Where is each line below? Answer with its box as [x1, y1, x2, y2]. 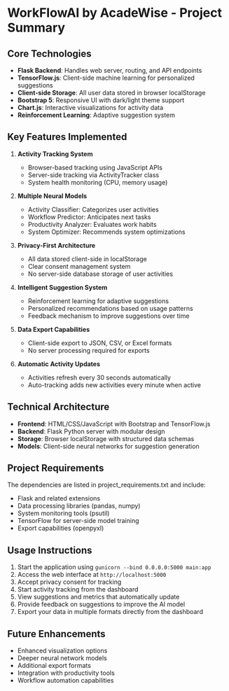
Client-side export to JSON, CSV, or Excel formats [27, 338, 172, 347]
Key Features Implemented [7, 131, 127, 143]
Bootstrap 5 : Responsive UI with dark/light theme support [17, 96, 184, 104]
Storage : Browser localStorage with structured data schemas [17, 434, 195, 442]
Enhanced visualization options [17, 646, 108, 655]
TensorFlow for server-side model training [17, 517, 139, 525]
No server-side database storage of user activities [27, 270, 174, 278]
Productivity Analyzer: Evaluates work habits [27, 220, 157, 228]
